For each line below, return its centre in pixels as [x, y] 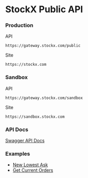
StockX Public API [44, 9]
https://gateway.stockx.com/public [43, 46]
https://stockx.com [26, 65]
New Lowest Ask [30, 165]
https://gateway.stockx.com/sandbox [44, 98]
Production [19, 26]
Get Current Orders [33, 170]
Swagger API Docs [25, 141]
